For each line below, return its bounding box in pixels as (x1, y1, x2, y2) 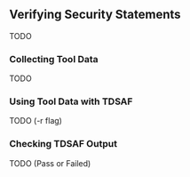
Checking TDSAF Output (9, 138, 118, 150)
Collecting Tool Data (9, 52, 99, 65)
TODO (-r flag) (9, 116, 62, 126)
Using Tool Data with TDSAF (9, 95, 133, 108)
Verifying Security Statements (9, 7, 181, 22)
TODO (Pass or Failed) (9, 157, 91, 168)
